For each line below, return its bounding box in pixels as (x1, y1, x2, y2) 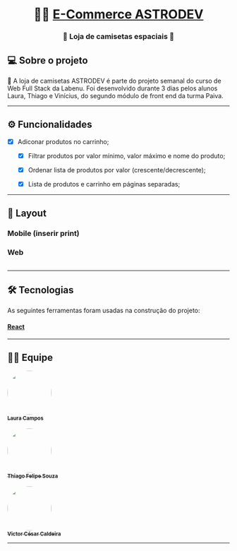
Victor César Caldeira (7, 530, 61, 538)
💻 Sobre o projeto (7, 54, 88, 66)
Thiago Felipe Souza (7, 473, 59, 480)
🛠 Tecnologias (7, 284, 74, 296)
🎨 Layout (7, 208, 47, 220)
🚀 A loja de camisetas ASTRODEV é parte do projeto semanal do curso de (7, 76, 221, 85)
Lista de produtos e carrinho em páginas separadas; (28, 179, 181, 188)
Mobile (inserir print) (7, 229, 80, 239)
